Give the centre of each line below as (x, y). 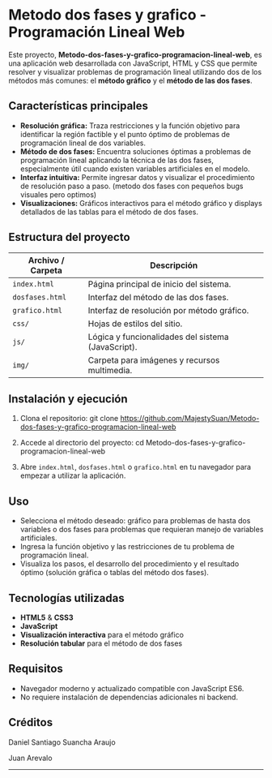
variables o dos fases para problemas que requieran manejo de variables (142, 530)
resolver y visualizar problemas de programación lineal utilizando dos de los (135, 71)
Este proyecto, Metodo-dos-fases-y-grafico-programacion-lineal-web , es (135, 54)
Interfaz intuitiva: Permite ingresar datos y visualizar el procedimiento (137, 177)
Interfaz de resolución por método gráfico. (168, 310)
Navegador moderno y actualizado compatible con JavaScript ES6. (132, 688)
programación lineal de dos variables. (83, 143)
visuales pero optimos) (58, 194)
